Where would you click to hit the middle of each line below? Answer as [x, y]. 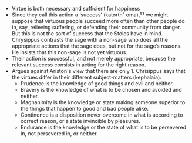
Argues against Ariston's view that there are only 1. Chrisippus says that [99, 71]
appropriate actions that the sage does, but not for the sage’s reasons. [97, 46]
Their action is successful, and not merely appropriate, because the [93, 59]
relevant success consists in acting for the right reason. [79, 65]
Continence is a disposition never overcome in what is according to [102, 115]
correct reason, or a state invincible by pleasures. [80, 121]
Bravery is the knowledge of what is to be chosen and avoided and [101, 90]
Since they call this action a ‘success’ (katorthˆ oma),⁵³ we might [90, 15]
